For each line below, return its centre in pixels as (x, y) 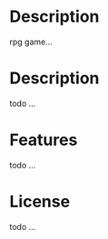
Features (44, 140)
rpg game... (31, 42)
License (40, 202)
